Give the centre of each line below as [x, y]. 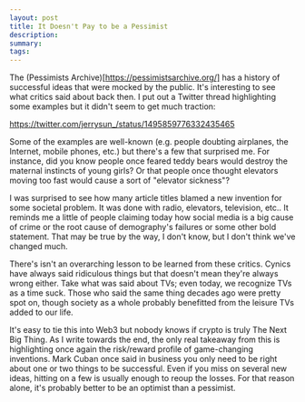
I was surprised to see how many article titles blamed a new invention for [146, 198]
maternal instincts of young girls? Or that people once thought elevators [144, 171]
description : [34, 35]
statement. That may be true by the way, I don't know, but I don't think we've [152, 236]
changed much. [39, 246]
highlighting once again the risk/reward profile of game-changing [132, 349]
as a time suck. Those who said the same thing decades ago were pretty [145, 293]
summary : [26, 43]
